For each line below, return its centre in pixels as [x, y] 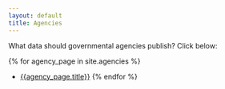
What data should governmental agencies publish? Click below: [113, 45]
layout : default [35, 15]
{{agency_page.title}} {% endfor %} [78, 76]
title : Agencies [35, 23]
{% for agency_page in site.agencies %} [74, 61]
